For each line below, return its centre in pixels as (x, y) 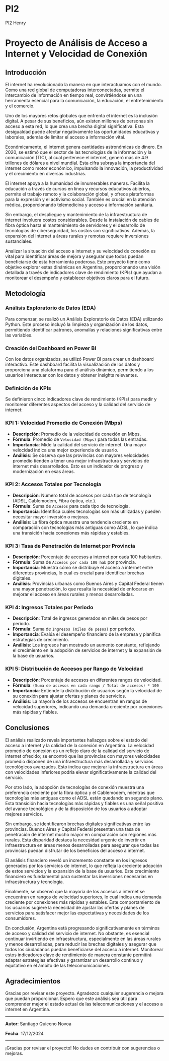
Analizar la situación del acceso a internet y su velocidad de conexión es (80, 251)
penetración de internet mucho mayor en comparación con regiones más (81, 834)
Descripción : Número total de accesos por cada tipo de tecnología (82, 495)
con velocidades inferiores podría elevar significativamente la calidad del (81, 772)
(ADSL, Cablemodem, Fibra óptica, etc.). (54, 501)
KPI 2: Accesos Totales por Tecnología (53, 484)
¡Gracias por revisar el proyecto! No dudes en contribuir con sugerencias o (82, 1048)
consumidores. (21, 918)
